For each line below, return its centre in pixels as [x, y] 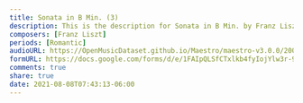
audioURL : [28, 51]
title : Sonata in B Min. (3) [64, 17]
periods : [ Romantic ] [48, 43]
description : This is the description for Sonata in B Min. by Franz [143, 26]
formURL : [26, 59]
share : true [32, 76]
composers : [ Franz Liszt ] [58, 34]
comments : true [38, 68]
